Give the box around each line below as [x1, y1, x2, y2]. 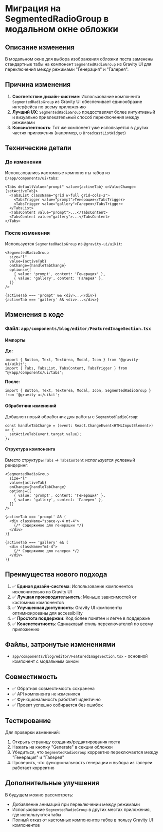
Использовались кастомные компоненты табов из [5, 169, 110, 176]
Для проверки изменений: [5, 729, 60, 735]
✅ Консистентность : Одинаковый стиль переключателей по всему [12, 621, 153, 627]
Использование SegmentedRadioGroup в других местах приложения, [12, 806, 151, 812]
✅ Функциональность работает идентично [12, 696, 101, 703]
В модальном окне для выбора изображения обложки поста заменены [5, 56, 154, 61]
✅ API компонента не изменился [12, 691, 80, 697]
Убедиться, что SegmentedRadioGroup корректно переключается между [12, 749, 159, 755]
